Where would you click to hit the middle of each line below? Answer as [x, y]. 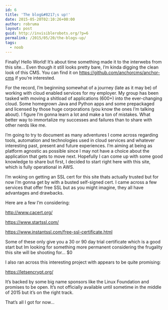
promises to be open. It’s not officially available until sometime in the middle [83, 287]
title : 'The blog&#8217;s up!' [38, 15]
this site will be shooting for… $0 [39, 252]
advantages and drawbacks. [35, 193]
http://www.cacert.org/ [29, 212]
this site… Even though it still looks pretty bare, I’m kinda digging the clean [82, 67]
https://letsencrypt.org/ [29, 272]
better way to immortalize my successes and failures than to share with [79, 119]
